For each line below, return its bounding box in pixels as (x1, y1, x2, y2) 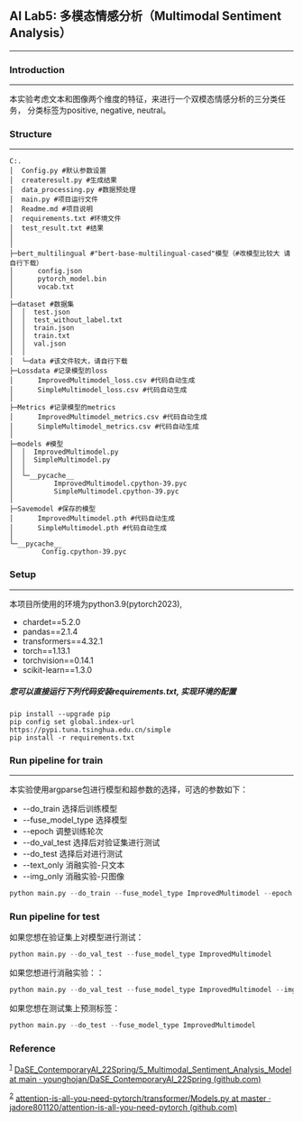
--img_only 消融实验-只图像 (22, 870, 124, 881)
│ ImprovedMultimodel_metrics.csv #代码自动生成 (9, 413, 207, 422)
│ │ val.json (9, 339, 67, 349)
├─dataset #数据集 (9, 300, 75, 309)
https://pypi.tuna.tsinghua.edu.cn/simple (9, 725, 171, 734)
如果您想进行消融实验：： (9, 968, 105, 979)
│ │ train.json (9, 324, 75, 333)
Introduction (9, 63, 65, 76)
